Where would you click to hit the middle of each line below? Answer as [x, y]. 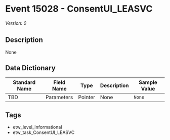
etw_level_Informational [37, 127]
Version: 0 [16, 23]
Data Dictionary [30, 68]
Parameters [59, 97]
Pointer [87, 97]
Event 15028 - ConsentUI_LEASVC [79, 9]
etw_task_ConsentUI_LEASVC [44, 132]
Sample [148, 82]
